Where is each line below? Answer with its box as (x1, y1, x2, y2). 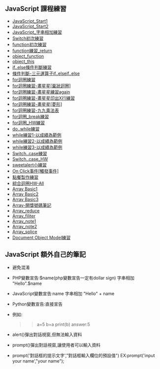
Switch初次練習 (12, 35, 44, 41)
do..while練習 (12, 126, 40, 132)
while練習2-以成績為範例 (12, 138, 63, 144)
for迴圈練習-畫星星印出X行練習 (12, 95, 75, 101)
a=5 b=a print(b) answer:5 (36, 321, 90, 327)
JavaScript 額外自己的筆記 (5, 250, 86, 259)
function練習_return (12, 47, 53, 53)
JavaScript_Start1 (12, 18, 48, 24)
